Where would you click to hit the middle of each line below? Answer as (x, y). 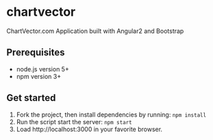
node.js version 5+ (42, 69)
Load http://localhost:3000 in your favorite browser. (89, 129)
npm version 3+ (39, 76)
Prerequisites (36, 52)
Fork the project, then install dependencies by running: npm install (111, 115)
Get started (31, 98)
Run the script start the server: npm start (74, 121)
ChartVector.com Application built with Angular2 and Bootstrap (95, 31)
